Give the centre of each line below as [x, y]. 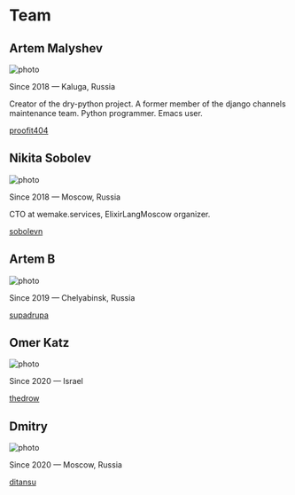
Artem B [32, 259]
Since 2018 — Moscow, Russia [65, 197]
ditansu [23, 482]
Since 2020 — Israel [47, 381]
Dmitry [29, 426]
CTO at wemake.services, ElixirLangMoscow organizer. [110, 214]
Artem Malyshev [56, 48]
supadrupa [29, 315]
